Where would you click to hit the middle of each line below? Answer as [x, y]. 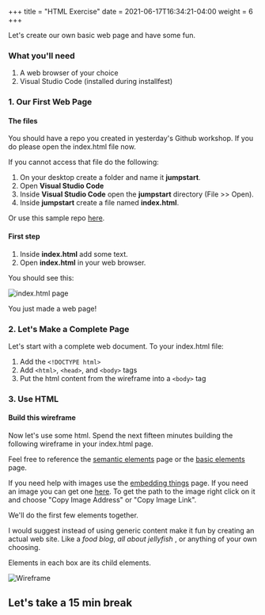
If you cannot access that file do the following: [84, 162]
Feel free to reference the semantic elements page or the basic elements [127, 460]
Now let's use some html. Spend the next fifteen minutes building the [121, 436]
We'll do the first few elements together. [73, 515]
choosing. [25, 548]
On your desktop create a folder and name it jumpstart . [110, 178]
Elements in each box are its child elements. [80, 563]
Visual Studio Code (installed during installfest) [96, 82]
